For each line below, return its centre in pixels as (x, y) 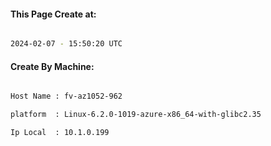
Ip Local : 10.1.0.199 (60, 133)
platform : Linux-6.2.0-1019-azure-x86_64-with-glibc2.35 (136, 115)
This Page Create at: (53, 14)
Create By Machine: (52, 66)
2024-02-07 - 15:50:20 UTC (66, 44)
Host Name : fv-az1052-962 (66, 96)
